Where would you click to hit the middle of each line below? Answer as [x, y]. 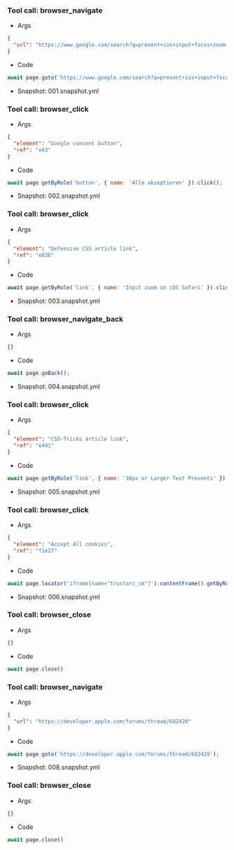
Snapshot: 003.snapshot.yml [58, 301]
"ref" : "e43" [32, 150]
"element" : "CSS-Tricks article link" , [71, 439]
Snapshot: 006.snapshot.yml [58, 596]
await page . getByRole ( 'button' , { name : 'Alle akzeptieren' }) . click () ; [115, 183]
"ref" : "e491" [34, 446]
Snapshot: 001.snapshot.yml [58, 91]
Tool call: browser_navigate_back [65, 319]
